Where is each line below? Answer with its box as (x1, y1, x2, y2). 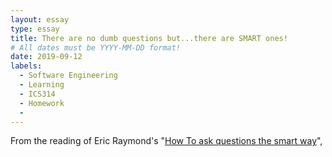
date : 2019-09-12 (10, 52, 83, 62)
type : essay (10, 24, 60, 34)
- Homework (19, 98, 65, 108)
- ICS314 (19, 89, 56, 99)
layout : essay (10, 14, 70, 25)
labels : (10, 61, 43, 71)
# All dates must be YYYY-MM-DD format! (10, 42, 182, 53)
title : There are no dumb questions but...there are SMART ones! (10, 33, 288, 43)
